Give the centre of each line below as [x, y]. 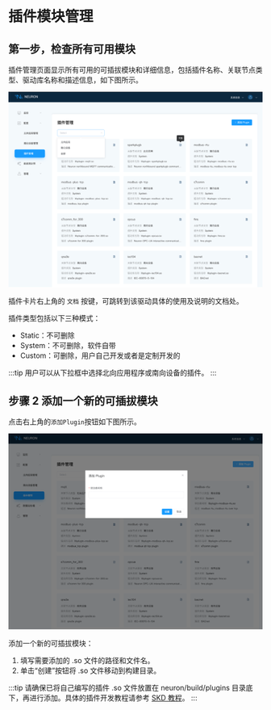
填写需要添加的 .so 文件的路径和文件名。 [87, 661]
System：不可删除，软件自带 [68, 346]
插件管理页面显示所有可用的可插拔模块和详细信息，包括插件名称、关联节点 [132, 70]
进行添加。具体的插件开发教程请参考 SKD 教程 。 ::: [113, 698]
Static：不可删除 [47, 335]
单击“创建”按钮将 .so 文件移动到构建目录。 [90, 670]
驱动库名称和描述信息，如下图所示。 [82, 80]
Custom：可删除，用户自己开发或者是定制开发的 [100, 355]
